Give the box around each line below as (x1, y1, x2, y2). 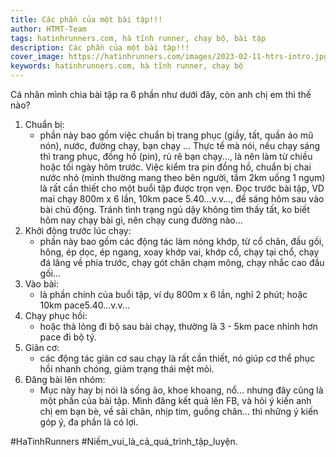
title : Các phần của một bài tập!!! (10, 14, 163, 25)
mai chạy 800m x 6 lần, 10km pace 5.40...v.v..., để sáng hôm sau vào (39, 193, 325, 205)
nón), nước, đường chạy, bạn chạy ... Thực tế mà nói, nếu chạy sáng (39, 140, 321, 151)
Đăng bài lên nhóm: (24, 374, 106, 385)
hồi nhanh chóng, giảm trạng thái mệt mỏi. (39, 363, 215, 375)
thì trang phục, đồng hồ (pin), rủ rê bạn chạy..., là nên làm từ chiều (39, 151, 313, 162)
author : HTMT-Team (10, 24, 87, 34)
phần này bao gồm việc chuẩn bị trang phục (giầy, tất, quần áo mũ (39, 129, 314, 141)
